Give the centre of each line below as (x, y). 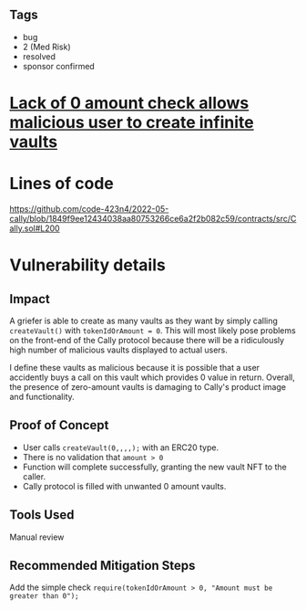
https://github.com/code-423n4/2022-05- (89, 208)
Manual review (37, 537)
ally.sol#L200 (35, 228)
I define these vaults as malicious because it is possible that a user (135, 367)
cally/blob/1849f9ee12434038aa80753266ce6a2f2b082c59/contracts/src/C (153, 218)
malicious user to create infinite (132, 122)
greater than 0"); (44, 596)
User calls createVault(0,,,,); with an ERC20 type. (121, 447)
